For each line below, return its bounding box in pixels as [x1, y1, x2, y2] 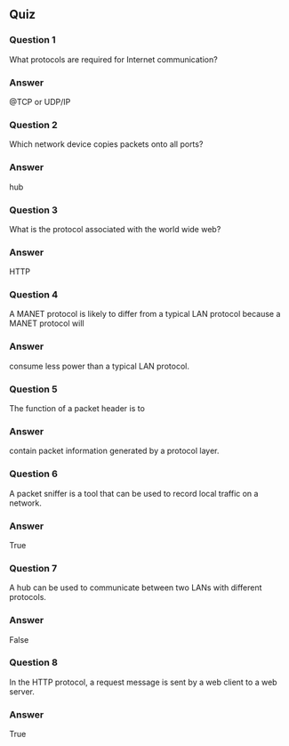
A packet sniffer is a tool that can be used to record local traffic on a [9, 488, 259, 499]
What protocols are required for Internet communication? [9, 53, 218, 65]
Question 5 [9, 383, 58, 395]
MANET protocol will [9, 318, 84, 328]
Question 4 [9, 288, 59, 301]
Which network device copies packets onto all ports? [9, 139, 204, 150]
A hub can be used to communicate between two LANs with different [9, 582, 262, 593]
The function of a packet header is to [9, 403, 145, 414]
